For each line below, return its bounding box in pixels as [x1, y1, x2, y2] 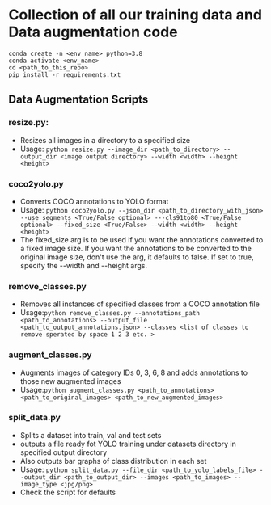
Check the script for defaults [19, 487, 116, 497]
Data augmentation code [8, 23, 178, 41]
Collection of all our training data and [8, 6, 263, 24]
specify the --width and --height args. [19, 260, 148, 270]
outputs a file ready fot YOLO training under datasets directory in [19, 439, 237, 448]
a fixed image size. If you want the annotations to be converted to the [19, 243, 252, 253]
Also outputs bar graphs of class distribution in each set [19, 456, 207, 465]
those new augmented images [19, 376, 121, 385]
